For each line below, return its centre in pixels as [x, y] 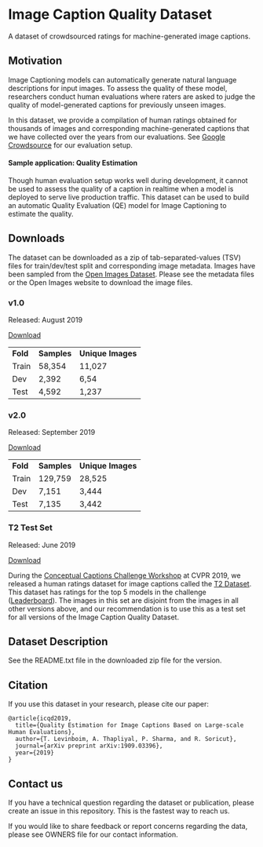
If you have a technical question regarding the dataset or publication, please [131, 803]
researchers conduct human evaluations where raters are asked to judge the [132, 97]
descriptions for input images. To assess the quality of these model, [118, 88]
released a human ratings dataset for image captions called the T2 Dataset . [130, 583]
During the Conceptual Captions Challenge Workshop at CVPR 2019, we [124, 575]
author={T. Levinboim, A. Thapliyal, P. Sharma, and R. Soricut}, [126, 739]
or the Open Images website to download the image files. [100, 282]
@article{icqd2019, [40, 719]
